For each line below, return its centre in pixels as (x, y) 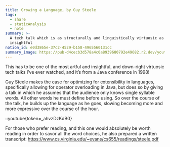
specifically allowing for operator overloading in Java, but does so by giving (84, 87)
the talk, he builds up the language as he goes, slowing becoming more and (84, 103)
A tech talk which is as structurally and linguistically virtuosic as (87, 38)
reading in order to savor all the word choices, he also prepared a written (81, 133)
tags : (11, 15)
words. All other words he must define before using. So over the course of (82, 98)
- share (18, 19)
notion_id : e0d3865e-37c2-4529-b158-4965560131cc (59, 47)
